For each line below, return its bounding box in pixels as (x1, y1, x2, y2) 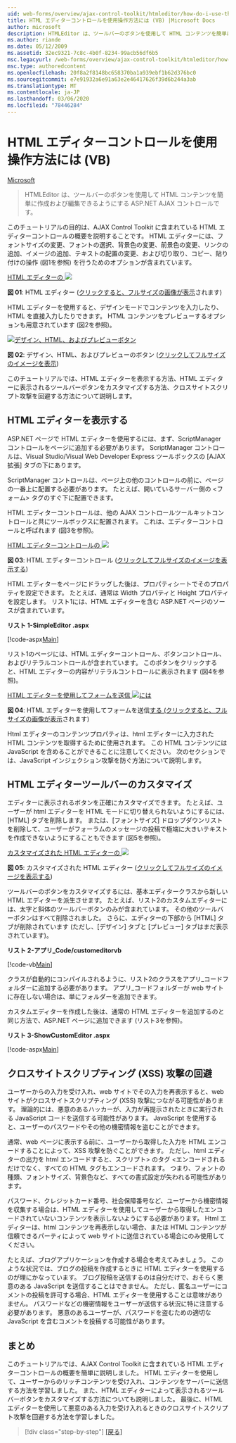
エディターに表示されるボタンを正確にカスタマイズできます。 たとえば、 (7, 798, 218, 807)
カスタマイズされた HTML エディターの (7, 849, 121, 857)
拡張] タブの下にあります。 (7, 460, 85, 469)
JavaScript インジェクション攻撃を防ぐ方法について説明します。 (19, 756, 206, 764)
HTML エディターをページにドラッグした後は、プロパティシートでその (7, 579, 211, 588)
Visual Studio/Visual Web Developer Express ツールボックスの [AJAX (25, 452, 226, 460)
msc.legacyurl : (7, 56, 52, 63)
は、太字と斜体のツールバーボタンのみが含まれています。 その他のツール (7, 905, 218, 914)
